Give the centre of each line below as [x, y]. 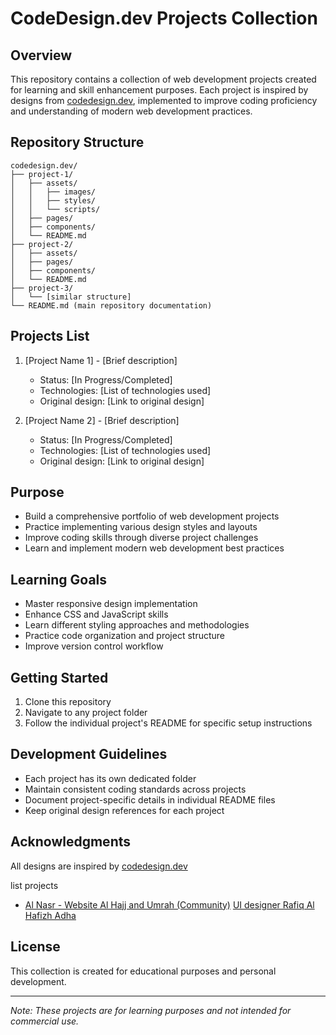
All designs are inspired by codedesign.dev [99, 866]
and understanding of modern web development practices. [131, 111]
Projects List [50, 336]
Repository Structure [77, 142]
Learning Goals [59, 579]
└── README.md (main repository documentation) [111, 305]
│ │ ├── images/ [53, 192]
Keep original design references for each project [124, 810]
